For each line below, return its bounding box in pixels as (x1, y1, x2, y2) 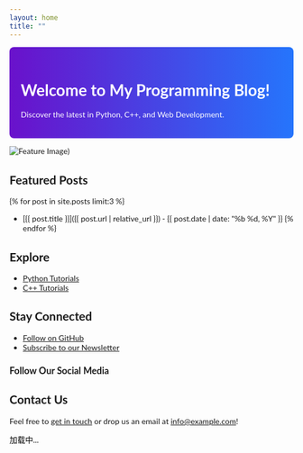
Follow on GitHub (22, 332, 84, 343)
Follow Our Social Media (9, 364, 110, 376)
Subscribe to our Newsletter (22, 341, 120, 352)
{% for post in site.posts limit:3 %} (9, 195, 125, 207)
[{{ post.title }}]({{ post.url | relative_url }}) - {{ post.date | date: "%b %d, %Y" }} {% (22, 213, 294, 224)
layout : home (9, 13, 59, 23)
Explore (9, 249, 50, 264)
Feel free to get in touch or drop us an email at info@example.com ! (9, 415, 239, 426)
